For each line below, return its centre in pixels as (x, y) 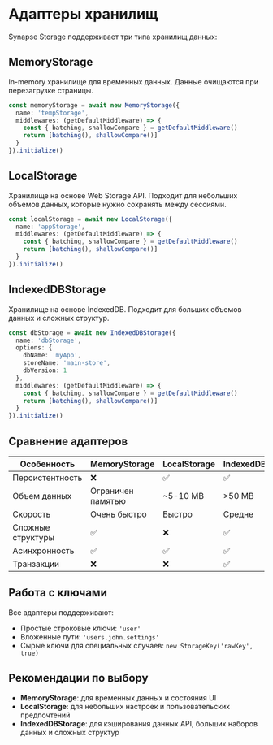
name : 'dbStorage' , (49, 340)
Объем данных (42, 496)
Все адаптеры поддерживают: (61, 612)
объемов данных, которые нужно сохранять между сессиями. (118, 204)
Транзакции (36, 564)
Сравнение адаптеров (68, 441)
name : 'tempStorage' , (52, 113)
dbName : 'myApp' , (52, 355)
